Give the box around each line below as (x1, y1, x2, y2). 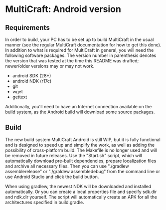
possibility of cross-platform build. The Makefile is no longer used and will (5, 147, 158, 153)
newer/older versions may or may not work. (5, 63, 95, 69)
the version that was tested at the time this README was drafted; (5, 58, 139, 63)
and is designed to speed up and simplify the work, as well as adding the (5, 142, 155, 148)
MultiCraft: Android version (5, 3, 121, 15)
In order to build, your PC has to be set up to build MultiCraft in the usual (5, 36, 154, 42)
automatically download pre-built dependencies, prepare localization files (5, 158, 157, 164)
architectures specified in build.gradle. (5, 199, 85, 205)
